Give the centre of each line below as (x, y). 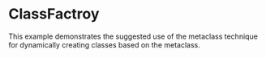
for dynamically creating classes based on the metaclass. (104, 44)
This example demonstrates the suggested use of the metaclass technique (133, 36)
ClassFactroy (54, 14)
